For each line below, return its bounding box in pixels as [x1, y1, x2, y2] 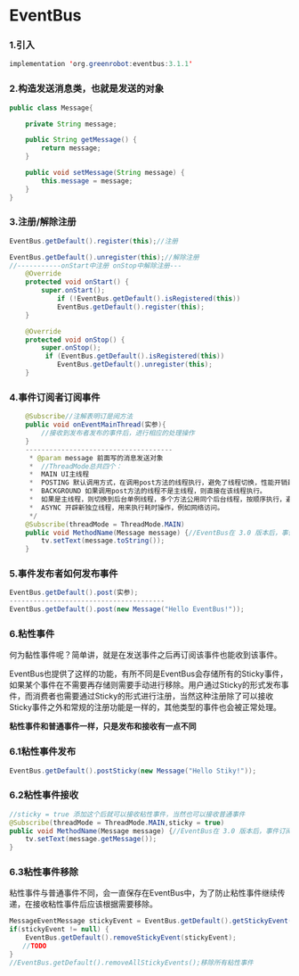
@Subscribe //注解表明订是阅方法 [25, 412, 133, 421]
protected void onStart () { [25, 277, 129, 286]
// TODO [21, 942, 47, 951]
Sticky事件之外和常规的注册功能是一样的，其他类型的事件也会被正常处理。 [9, 702, 282, 713]
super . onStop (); [41, 343, 101, 352]
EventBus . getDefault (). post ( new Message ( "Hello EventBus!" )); [9, 605, 245, 614]
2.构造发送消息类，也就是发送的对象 [9, 82, 165, 95]
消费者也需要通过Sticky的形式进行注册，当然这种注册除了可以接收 [32, 691, 274, 701]
